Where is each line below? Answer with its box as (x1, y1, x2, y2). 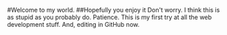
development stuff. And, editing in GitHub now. (7, 21, 140, 28)
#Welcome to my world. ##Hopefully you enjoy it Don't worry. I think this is (7, 6, 220, 14)
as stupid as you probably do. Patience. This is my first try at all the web (7, 13, 213, 21)
